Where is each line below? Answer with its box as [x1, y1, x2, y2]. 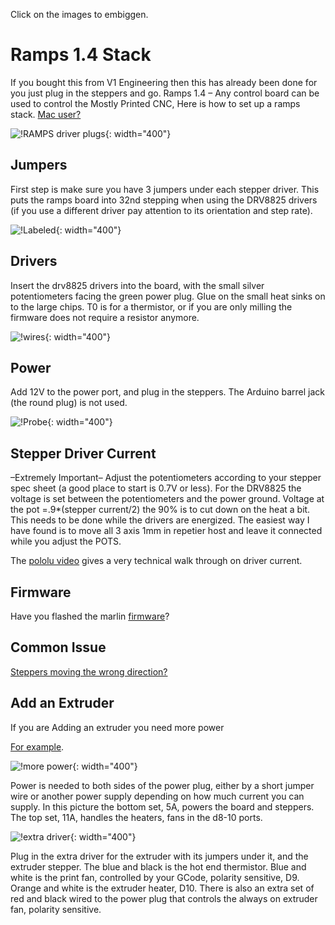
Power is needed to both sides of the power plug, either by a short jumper [10, 779, 315, 791]
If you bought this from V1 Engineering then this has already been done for [10, 76, 318, 88]
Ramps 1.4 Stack [10, 44, 152, 66]
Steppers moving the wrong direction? [10, 665, 168, 678]
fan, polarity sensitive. [10, 903, 102, 915]
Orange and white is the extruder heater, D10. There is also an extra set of [10, 882, 315, 894]
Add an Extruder [10, 695, 115, 712]
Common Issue [10, 639, 107, 656]
